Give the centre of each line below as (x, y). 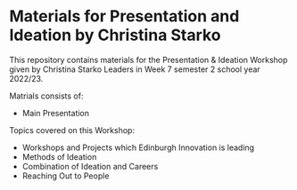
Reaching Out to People (66, 176)
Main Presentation (56, 113)
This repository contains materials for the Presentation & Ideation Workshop (148, 59)
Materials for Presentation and (124, 16)
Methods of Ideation (59, 156)
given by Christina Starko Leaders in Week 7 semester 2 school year (135, 69)
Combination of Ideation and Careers (90, 166)
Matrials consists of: (46, 96)
